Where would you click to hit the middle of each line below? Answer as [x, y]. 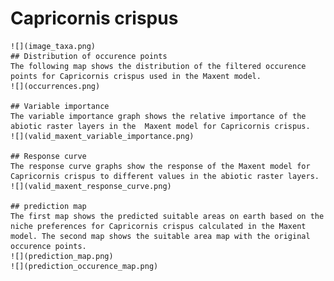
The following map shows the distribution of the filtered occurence [158, 66]
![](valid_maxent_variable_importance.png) [102, 136]
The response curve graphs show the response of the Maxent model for [160, 166]
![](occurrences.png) [55, 86]
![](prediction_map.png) [62, 256]
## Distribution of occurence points [89, 56]
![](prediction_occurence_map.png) [84, 266]
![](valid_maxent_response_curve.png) [91, 186]
